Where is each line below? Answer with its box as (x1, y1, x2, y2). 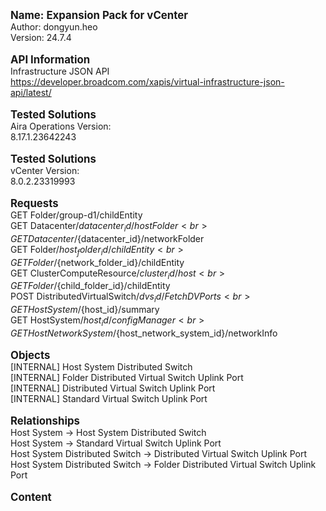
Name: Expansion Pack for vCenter (10, 9, 189, 22)
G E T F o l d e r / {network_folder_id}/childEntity (10, 256, 185, 268)
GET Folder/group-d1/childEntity (10, 209, 143, 221)
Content (10, 490, 52, 504)
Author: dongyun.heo (10, 21, 98, 33)
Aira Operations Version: (10, 120, 112, 132)
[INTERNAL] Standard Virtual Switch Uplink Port (10, 392, 208, 404)
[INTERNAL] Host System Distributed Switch (10, 360, 193, 373)
